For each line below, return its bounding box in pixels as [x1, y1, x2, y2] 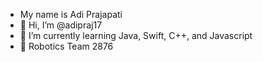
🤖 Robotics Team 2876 [19, 40, 114, 52]
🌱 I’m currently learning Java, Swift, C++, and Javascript [19, 30, 253, 41]
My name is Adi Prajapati [19, 9, 123, 20]
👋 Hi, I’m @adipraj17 [19, 19, 103, 31]
